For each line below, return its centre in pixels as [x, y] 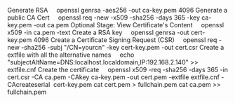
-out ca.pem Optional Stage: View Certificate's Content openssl [129, 25]
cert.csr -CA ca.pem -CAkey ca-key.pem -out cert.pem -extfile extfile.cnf [113, 77]
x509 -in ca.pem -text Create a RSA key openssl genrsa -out [98, 32]
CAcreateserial [29, 84]
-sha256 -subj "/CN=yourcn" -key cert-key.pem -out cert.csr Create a [122, 47]
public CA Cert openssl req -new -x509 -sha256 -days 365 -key [104, 18]
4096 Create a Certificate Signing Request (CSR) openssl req [125, 40]
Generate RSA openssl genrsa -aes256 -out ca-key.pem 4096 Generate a [117, 10]
